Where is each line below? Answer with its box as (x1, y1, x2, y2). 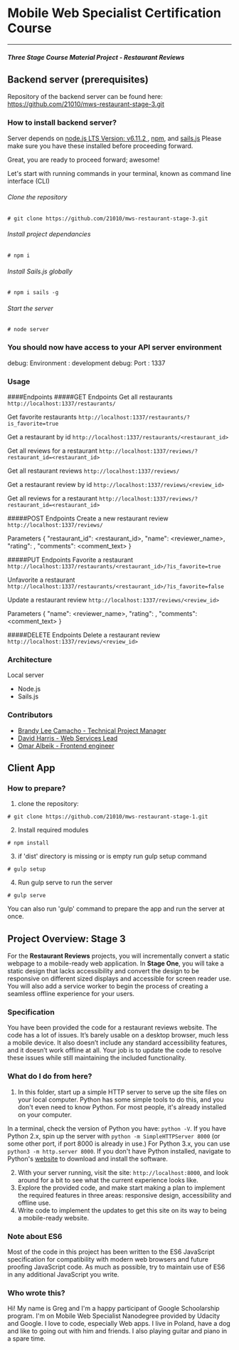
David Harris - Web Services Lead (17, 733, 118, 742)
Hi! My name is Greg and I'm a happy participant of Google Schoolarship (7, 1304, 220, 1313)
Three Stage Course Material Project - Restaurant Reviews (7, 53, 185, 61)
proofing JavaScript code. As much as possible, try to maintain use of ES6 (7, 1262, 225, 1272)
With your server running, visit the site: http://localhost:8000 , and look (17, 1168, 229, 1176)
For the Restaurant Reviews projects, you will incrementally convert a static (7, 952, 230, 961)
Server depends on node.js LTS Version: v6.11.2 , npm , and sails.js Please (7, 134, 222, 142)
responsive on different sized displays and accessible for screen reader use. (7, 974, 231, 983)
